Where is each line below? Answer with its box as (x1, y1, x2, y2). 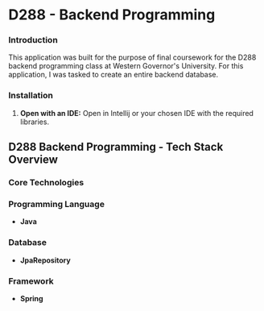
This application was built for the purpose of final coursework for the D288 (8, 52, 257, 62)
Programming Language (8, 199, 105, 210)
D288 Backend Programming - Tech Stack (8, 140, 224, 154)
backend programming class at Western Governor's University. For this (8, 61, 244, 71)
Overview (8, 153, 59, 167)
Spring (19, 293, 43, 303)
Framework (8, 276, 54, 287)
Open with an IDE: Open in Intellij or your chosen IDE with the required (19, 108, 254, 118)
